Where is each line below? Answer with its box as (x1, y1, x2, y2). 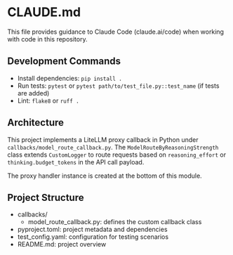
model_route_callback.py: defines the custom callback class (27, 218, 202, 226)
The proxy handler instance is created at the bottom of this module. (7, 171, 202, 180)
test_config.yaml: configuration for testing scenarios (17, 233, 169, 241)
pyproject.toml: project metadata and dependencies (17, 225, 168, 234)
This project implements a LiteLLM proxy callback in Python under (7, 135, 199, 144)
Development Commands (7, 55, 121, 67)
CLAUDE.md (7, 4, 81, 20)
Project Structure (7, 191, 84, 204)
